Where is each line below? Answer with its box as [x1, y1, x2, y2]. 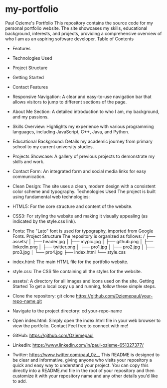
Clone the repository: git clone [12, 292, 75, 299]
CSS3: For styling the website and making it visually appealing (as [12, 213, 148, 219]
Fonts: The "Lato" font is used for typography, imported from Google [12, 228, 154, 234]
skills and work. [12, 158, 45, 165]
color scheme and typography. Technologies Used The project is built [12, 188, 156, 194]
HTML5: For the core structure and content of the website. [12, 203, 133, 209]
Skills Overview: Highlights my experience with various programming [12, 123, 154, 129]
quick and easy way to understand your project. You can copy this [12, 362, 149, 368]
